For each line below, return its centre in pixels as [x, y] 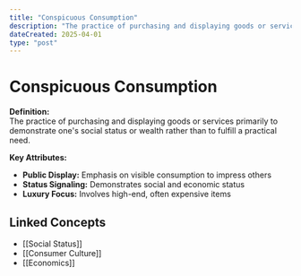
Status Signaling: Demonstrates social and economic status [133, 185]
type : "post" [34, 43]
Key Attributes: [38, 158]
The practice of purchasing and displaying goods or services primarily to [144, 121]
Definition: [30, 112]
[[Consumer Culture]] [62, 253]
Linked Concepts [57, 222]
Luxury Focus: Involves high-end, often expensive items [126, 194]
